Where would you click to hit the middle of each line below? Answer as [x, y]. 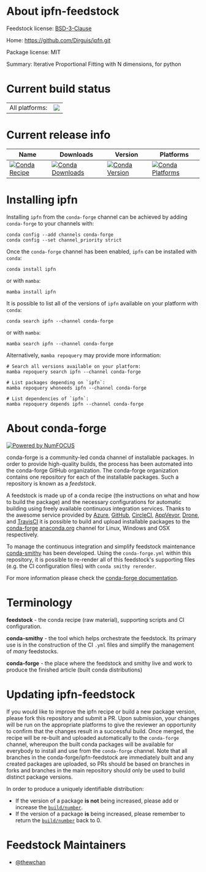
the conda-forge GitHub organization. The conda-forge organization [93, 470]
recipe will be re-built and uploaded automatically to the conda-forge [93, 737]
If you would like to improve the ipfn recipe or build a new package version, [101, 712]
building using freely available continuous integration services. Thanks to [99, 508]
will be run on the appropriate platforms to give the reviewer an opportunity [101, 725]
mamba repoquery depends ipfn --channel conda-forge [75, 404]
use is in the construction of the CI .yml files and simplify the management [100, 645]
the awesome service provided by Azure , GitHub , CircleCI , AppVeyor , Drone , [103, 515]
